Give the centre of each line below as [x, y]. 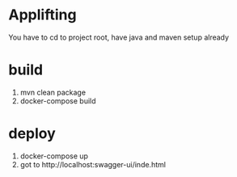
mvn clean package [53, 92]
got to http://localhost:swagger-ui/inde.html [93, 164]
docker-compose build [58, 101]
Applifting [42, 15]
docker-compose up [54, 156]
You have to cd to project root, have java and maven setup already [118, 37]
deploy [32, 134]
